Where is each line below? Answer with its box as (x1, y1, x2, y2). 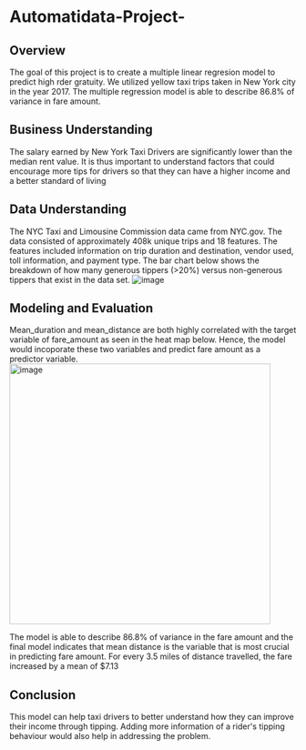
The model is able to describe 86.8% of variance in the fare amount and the (9, 632, 294, 643)
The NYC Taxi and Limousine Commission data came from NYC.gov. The (9, 226, 282, 237)
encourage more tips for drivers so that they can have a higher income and (9, 166, 291, 177)
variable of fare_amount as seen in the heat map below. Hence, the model (9, 334, 286, 345)
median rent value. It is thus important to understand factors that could (9, 156, 275, 167)
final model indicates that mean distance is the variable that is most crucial (9, 642, 290, 653)
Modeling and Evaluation (9, 300, 153, 316)
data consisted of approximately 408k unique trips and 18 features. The (9, 235, 278, 247)
